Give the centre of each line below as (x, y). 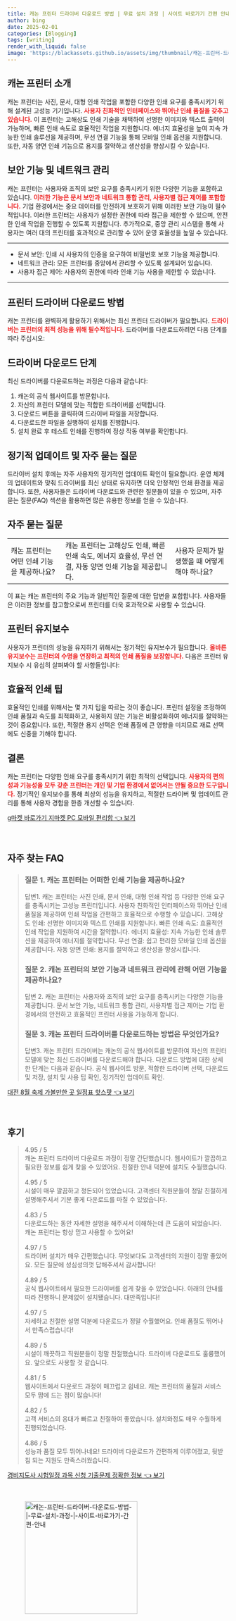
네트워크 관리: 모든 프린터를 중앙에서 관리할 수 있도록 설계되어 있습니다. (115, 263)
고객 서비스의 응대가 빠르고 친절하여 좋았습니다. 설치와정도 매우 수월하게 (123, 1419)
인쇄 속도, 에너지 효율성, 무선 (110, 556)
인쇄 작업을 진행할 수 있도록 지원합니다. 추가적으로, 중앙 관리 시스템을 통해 (116, 223)
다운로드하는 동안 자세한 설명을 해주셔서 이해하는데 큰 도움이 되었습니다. (123, 1224)
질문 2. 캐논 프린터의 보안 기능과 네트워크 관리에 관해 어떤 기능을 (126, 969)
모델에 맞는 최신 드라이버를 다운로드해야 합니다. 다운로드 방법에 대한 (117, 1060)
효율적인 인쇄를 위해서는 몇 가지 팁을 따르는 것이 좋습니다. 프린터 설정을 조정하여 (117, 707)
